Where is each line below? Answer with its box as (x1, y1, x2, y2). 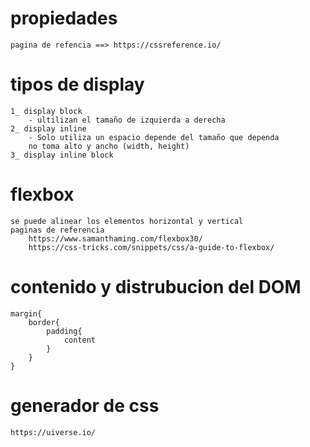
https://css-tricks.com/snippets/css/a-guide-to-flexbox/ (28, 242, 275, 252)
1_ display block (10, 106, 83, 116)
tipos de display (10, 73, 145, 96)
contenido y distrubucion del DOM (10, 276, 302, 298)
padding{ (46, 326, 83, 336)
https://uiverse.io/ (10, 427, 97, 437)
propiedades (10, 7, 118, 30)
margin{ (10, 308, 43, 319)
